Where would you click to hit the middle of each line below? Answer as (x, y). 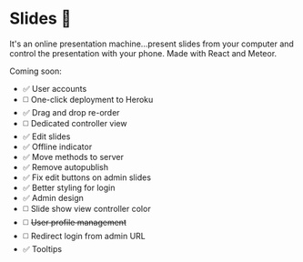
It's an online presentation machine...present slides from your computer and (151, 44)
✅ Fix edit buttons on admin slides (87, 177)
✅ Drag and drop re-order (71, 112)
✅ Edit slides (46, 136)
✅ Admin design (53, 197)
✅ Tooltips (42, 248)
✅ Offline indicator (57, 146)
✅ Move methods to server (73, 156)
